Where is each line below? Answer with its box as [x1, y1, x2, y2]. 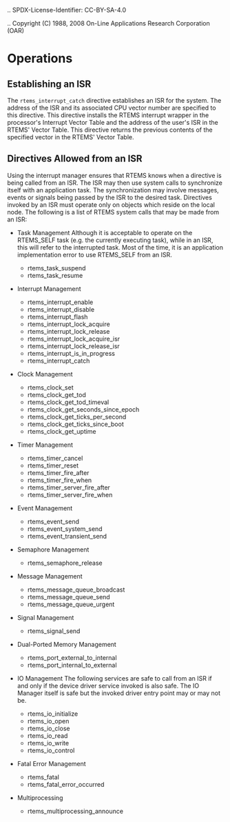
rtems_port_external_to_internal [27, 653, 117, 661]
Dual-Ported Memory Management [17, 640, 117, 648]
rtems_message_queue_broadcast [27, 585, 125, 594]
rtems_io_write [27, 739, 70, 747]
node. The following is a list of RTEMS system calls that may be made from [7, 208, 220, 216]
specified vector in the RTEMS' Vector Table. [7, 133, 134, 141]
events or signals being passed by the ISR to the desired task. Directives [7, 193, 212, 201]
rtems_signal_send [27, 627, 81, 635]
